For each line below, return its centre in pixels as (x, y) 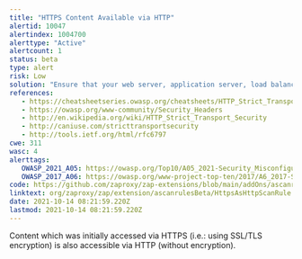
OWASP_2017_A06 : (52, 176)
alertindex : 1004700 (48, 34)
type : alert (31, 68)
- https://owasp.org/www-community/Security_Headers (122, 110)
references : (31, 93)
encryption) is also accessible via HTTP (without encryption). (123, 245)
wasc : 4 (24, 151)
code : (19, 185)
